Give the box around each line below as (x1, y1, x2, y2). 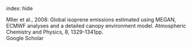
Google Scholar (6, 35, 44, 41)
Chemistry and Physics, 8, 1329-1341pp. (6, 28, 104, 35)
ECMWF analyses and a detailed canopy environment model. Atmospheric (6, 23, 187, 29)
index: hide (6, 5, 34, 12)
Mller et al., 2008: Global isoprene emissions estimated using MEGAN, (6, 16, 177, 23)
